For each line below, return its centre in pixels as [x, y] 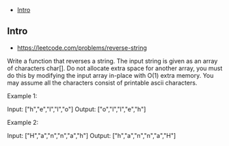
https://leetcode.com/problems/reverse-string [82, 48]
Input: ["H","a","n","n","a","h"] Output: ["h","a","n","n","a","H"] [92, 135]
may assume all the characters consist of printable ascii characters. [102, 83]
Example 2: [23, 122]
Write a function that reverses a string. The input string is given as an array [112, 61]
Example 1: [22, 96]
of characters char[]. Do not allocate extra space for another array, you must [115, 68]
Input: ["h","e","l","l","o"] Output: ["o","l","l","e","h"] [77, 109]
